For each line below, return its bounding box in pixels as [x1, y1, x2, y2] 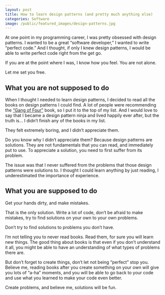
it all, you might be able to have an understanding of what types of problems [5, 244, 160, 250]
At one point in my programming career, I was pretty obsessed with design [5, 35, 157, 40]
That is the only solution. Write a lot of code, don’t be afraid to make [5, 209, 143, 215]
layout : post [5, 7, 32, 12]
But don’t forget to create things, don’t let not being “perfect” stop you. [5, 259, 149, 265]
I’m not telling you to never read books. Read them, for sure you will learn [5, 234, 154, 240]
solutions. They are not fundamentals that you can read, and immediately [5, 142, 154, 148]
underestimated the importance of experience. [5, 173, 100, 179]
